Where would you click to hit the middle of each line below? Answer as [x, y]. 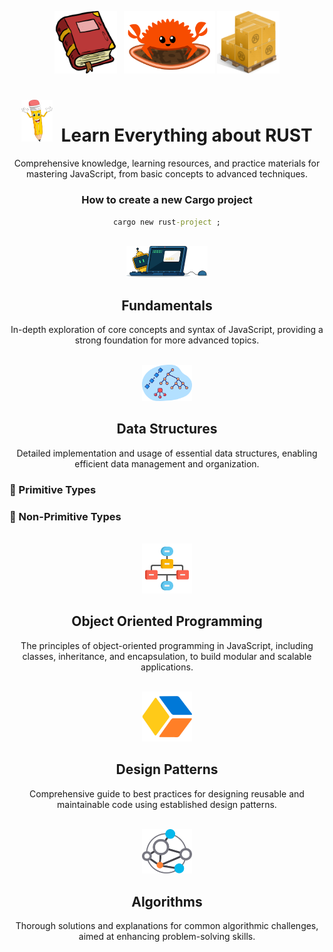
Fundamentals [167, 305]
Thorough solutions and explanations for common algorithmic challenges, [167, 926]
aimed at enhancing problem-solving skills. [167, 937]
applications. [167, 667]
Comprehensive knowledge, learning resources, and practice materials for [167, 163]
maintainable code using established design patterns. [167, 804]
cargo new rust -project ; [167, 222]
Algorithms [167, 901]
